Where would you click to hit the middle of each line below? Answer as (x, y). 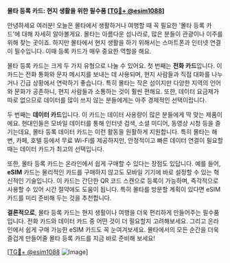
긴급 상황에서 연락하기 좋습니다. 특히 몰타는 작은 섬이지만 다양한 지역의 (114, 83)
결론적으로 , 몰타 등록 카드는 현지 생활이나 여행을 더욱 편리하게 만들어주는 (104, 213)
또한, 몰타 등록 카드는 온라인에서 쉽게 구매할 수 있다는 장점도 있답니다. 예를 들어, (114, 163)
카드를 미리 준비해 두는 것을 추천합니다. (59, 198)
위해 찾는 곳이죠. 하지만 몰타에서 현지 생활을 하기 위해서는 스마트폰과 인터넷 (108, 43)
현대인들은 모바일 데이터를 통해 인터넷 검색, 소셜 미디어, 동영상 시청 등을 (118, 123)
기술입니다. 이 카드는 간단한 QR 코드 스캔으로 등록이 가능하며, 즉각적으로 (122, 181)
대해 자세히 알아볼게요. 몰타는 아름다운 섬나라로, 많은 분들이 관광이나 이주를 (122, 34)
